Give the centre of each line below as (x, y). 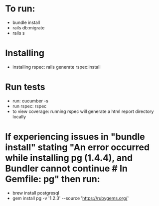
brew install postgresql (36, 193)
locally (19, 116)
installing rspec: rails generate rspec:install (56, 67)
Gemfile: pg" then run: (53, 179)
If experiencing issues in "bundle (75, 137)
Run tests (25, 87)
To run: (20, 9)
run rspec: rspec (29, 106)
